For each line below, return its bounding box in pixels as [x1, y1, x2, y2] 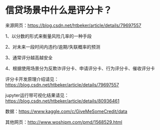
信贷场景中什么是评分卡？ [5, 5, 113, 16]
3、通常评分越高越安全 [5, 54, 53, 61]
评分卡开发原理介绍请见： [5, 76, 59, 82]
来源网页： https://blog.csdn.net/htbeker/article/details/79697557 [5, 22, 142, 28]
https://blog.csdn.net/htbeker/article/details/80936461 [5, 98, 120, 104]
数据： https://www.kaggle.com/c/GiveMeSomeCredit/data [5, 108, 128, 114]
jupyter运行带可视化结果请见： [5, 92, 69, 98]
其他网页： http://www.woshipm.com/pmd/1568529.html [5, 119, 123, 125]
